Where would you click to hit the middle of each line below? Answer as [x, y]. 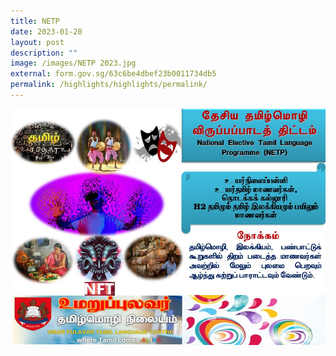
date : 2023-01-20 [46, 31]
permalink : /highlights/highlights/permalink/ [109, 85]
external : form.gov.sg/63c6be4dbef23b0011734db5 [113, 74]
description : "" [44, 53]
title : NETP [35, 21]
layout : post [37, 42]
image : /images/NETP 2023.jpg [73, 63]
